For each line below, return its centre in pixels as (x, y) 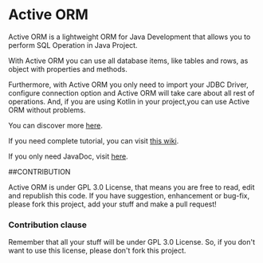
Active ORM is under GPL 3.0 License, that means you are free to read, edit (131, 187)
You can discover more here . (56, 125)
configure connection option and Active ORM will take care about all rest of (131, 92)
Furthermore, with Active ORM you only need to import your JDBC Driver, (128, 84)
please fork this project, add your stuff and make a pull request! (112, 204)
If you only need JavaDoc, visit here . (69, 156)
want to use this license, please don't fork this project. (97, 251)
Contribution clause (48, 225)
